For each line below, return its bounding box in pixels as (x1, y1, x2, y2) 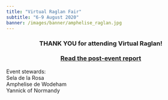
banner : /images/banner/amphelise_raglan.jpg (6, 20, 122, 26)
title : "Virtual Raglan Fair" (6, 8, 82, 15)
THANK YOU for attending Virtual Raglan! (39, 39, 163, 48)
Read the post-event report (60, 54, 142, 62)
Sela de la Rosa (6, 74, 44, 81)
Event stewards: (6, 68, 46, 75)
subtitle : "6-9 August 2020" (6, 14, 79, 20)
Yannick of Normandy (6, 87, 60, 94)
